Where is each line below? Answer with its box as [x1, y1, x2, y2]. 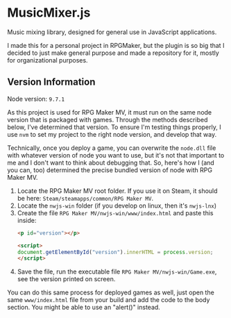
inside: [17, 216, 37, 224]
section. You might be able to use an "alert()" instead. [7, 303, 161, 312]
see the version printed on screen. [17, 275, 116, 283]
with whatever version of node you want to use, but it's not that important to [7, 151, 225, 159]
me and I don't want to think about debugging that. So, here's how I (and [7, 158, 215, 167]
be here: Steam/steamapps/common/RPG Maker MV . [17, 194, 154, 202]
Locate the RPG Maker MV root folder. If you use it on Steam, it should [17, 186, 218, 195]
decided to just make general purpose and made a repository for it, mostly [7, 49, 220, 57]
